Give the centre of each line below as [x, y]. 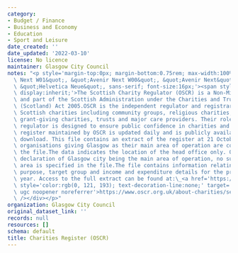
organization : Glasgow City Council [61, 205]
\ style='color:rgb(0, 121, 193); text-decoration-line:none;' [109, 185]
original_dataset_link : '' [47, 212]
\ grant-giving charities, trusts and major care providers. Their [115, 119]
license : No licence [38, 60]
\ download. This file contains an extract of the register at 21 [114, 139]
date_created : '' [33, 47]
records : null [28, 218]
